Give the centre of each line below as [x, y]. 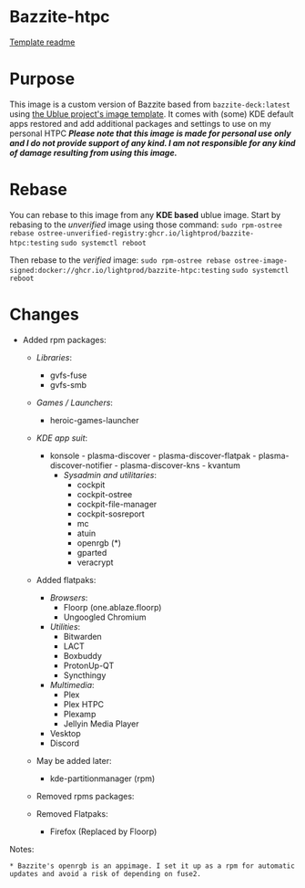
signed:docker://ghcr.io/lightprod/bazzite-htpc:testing [120, 270]
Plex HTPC [84, 704]
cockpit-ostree [105, 494]
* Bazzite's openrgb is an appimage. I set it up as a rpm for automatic [152, 866]
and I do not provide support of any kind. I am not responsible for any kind [152, 142]
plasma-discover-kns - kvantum [180, 465]
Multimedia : [72, 684]
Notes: [22, 849]
